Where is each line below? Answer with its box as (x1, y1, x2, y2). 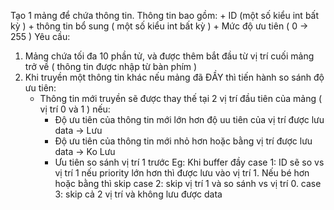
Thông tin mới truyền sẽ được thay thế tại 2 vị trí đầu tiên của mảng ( (39, 93, 323, 104)
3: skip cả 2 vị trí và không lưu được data (54, 188, 223, 200)
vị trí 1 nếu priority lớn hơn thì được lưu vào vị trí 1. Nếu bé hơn (54, 167, 310, 179)
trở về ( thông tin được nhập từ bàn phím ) (24, 61, 198, 72)
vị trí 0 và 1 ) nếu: (39, 103, 111, 115)
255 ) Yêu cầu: (10, 31, 71, 42)
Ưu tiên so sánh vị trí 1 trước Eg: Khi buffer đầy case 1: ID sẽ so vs (54, 156, 325, 168)
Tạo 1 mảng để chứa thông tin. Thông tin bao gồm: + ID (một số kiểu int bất (10, 10, 320, 21)
